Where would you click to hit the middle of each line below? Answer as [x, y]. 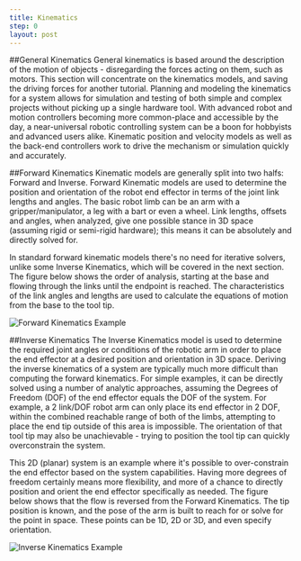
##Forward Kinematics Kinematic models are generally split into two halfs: [147, 173]
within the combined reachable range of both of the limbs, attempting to [142, 417]
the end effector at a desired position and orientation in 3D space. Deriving [148, 359]
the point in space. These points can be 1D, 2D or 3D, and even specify [141, 520]
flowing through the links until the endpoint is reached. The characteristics [147, 286]
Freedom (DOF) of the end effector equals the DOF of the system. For [138, 398]
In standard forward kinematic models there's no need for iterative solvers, [147, 258]
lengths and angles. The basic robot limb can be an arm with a [125, 202]
